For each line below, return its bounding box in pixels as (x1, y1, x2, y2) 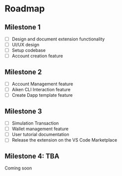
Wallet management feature (11, 126, 69, 132)
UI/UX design (11, 42, 40, 48)
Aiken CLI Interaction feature (11, 87, 70, 93)
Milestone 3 (4, 107, 42, 115)
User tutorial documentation (11, 132, 69, 138)
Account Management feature (11, 81, 73, 87)
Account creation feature (11, 53, 63, 59)
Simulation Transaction (11, 120, 59, 126)
